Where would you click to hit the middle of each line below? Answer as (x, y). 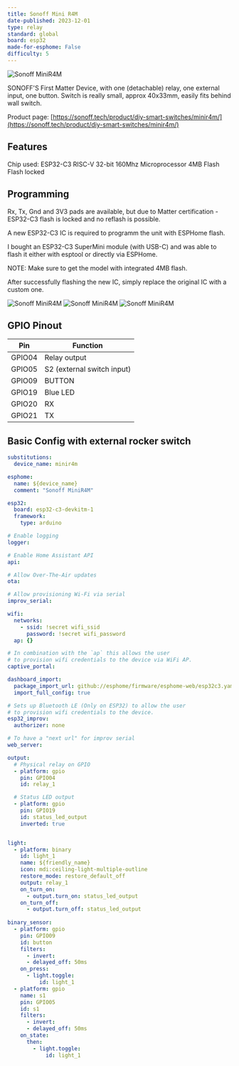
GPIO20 (24, 404)
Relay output (65, 357)
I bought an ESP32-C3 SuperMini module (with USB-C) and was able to (112, 246)
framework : (30, 517)
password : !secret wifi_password (76, 634)
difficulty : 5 (28, 54)
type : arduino (41, 523)
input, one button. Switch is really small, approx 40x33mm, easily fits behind (119, 95)
